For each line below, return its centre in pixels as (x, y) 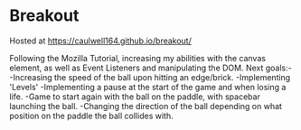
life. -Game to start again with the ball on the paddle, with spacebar (135, 97)
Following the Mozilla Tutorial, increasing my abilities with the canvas (138, 58)
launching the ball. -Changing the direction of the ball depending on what (146, 106)
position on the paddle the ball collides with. (91, 116)
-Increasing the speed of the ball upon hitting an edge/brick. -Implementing (150, 77)
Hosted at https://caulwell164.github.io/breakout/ (100, 41)
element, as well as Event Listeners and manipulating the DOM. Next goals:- (150, 68)
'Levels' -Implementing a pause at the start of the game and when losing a (148, 87)
